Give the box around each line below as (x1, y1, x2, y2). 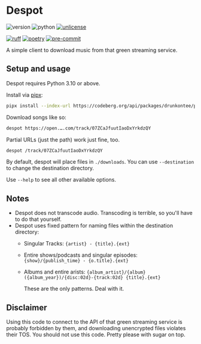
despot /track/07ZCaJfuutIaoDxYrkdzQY (6, 148, 103, 153)
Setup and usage (6, 64, 71, 74)
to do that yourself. (14, 216, 62, 223)
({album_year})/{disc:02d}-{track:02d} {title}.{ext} (23, 275, 161, 281)
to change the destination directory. (6, 165, 95, 172)
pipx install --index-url (6, 103, 71, 109)
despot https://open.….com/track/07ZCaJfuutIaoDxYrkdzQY (6, 125, 151, 131)
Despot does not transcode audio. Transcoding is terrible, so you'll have (14, 210, 193, 217)
